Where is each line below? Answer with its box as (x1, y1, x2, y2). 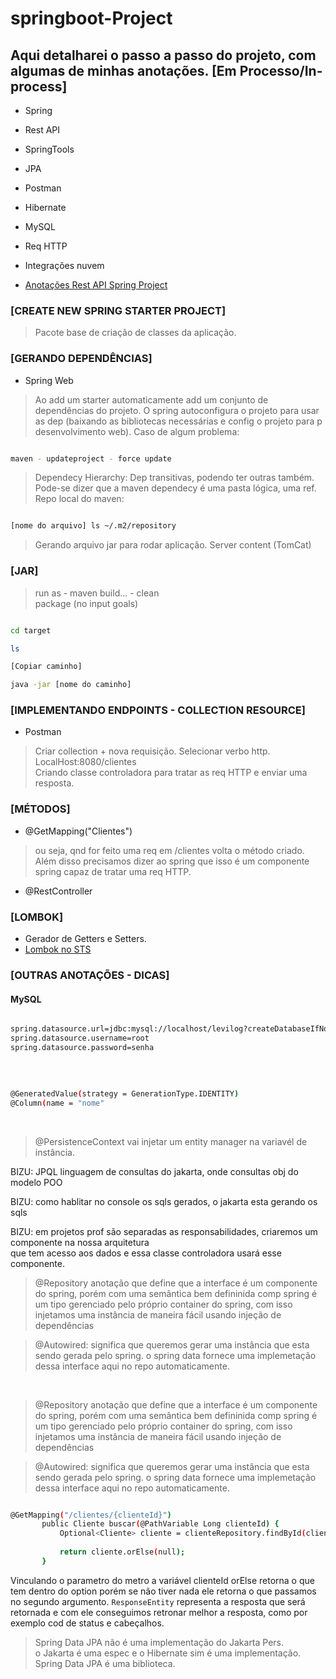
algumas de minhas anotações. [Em (10, 62, 237, 79)
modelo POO (10, 1176, 63, 1188)
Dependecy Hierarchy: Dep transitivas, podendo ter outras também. (34, 472, 315, 484)
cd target (10, 625, 52, 636)
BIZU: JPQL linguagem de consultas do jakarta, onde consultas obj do (10, 1165, 299, 1177)
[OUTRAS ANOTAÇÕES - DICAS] (10, 968, 170, 982)
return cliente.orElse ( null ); (59, 1547, 186, 1557)
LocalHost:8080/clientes (34, 756, 137, 768)
